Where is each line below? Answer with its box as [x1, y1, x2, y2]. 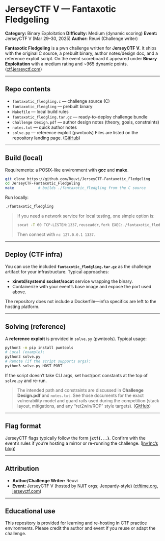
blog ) [5, 445, 16, 451]
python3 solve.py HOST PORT [5, 364, 63, 369]
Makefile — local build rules [12, 109, 69, 115]
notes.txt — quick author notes [12, 124, 77, 130]
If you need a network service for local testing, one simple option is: [17, 213, 155, 219]
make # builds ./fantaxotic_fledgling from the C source [5, 186, 146, 191]
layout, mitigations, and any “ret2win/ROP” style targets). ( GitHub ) [17, 403, 151, 409]
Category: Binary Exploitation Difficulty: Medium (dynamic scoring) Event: [5, 30, 158, 36]
